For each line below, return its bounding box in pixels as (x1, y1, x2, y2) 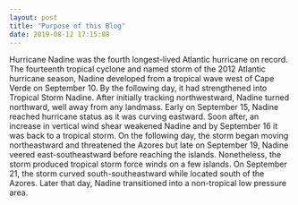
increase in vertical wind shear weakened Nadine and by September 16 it (9, 121, 278, 132)
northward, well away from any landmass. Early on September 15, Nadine (9, 102, 279, 113)
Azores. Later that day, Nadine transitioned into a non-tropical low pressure (9, 178, 287, 189)
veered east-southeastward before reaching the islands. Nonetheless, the (9, 149, 282, 160)
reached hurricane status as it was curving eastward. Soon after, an (9, 111, 260, 122)
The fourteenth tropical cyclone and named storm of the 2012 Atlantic (9, 64, 267, 74)
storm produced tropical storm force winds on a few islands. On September (9, 158, 288, 170)
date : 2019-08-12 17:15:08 (9, 30, 110, 38)
